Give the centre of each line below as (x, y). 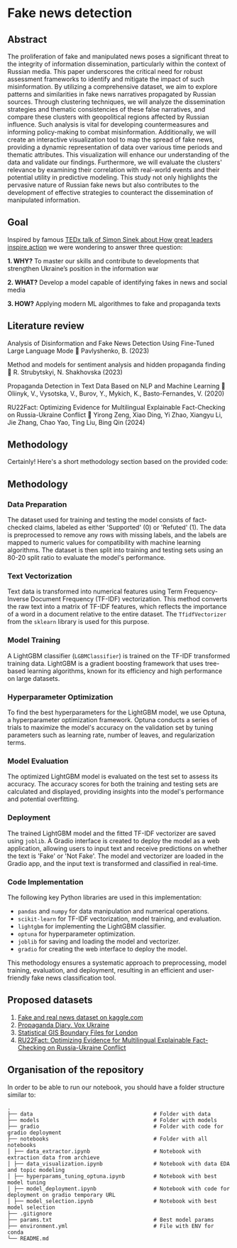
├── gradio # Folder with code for (115, 1126)
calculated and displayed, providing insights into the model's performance (116, 792)
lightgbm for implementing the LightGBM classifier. (92, 926)
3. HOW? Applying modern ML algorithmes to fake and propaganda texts (114, 303)
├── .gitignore (30, 1213)
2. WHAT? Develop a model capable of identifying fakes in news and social (117, 282)
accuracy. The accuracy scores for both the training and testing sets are (113, 784)
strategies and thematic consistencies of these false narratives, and (106, 109)
